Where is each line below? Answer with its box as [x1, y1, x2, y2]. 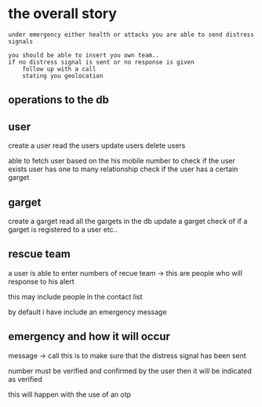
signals [8, 37, 34, 46]
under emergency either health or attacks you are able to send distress [8, 31, 255, 38]
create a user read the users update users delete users [8, 141, 186, 150]
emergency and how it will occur [8, 330, 171, 343]
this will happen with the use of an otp [8, 390, 132, 399]
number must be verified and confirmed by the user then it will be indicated [8, 366, 253, 376]
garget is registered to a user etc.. [8, 225, 118, 234]
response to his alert [8, 277, 75, 286]
